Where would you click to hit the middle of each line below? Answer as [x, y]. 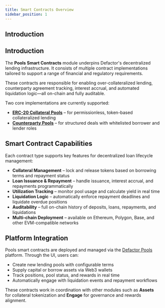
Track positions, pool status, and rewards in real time [66, 275]
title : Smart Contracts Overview [39, 10]
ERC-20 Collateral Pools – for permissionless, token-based [72, 112]
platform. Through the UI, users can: [42, 255]
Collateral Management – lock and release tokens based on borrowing [84, 170]
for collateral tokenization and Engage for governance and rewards [73, 295]
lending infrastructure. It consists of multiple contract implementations [76, 68]
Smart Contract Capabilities [49, 144]
